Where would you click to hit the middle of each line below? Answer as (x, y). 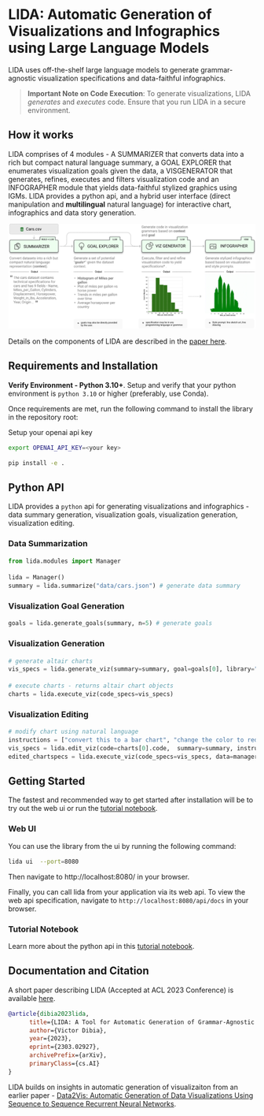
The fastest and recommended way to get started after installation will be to (131, 800)
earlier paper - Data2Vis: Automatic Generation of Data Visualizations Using (131, 1095)
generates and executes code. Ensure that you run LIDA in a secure (136, 102)
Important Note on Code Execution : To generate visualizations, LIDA (139, 93)
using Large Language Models (109, 48)
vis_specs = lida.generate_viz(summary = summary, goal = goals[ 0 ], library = (132, 669)
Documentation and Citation (79, 971)
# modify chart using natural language (73, 732)
